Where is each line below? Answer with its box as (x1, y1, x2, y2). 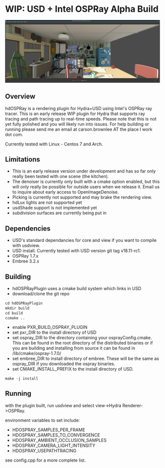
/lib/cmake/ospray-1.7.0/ (12, 350, 61, 356)
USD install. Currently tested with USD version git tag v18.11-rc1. (12, 248, 141, 254)
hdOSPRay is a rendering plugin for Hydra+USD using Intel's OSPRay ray (5, 105, 152, 111)
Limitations (5, 155, 40, 163)
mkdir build (5, 306, 29, 311)
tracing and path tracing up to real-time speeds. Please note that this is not (5, 116, 157, 121)
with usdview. (12, 242, 40, 249)
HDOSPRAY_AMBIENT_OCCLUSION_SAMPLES (12, 437, 107, 443)
